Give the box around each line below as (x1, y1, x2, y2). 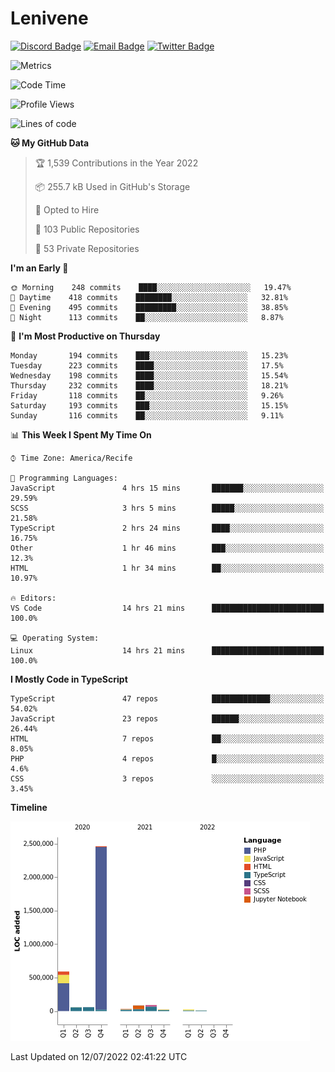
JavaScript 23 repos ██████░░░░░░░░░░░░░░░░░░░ (10, 713, 325, 724)
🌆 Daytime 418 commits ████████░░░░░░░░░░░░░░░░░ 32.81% (10, 292, 288, 302)
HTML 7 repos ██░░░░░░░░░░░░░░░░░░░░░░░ (10, 733, 325, 744)
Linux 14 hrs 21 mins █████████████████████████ (10, 645, 325, 656)
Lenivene (10, 7, 89, 30)
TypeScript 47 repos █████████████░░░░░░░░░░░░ (10, 693, 325, 704)
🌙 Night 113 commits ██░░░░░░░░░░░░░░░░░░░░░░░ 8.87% (10, 312, 284, 322)
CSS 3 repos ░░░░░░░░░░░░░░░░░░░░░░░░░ (10, 773, 325, 784)
